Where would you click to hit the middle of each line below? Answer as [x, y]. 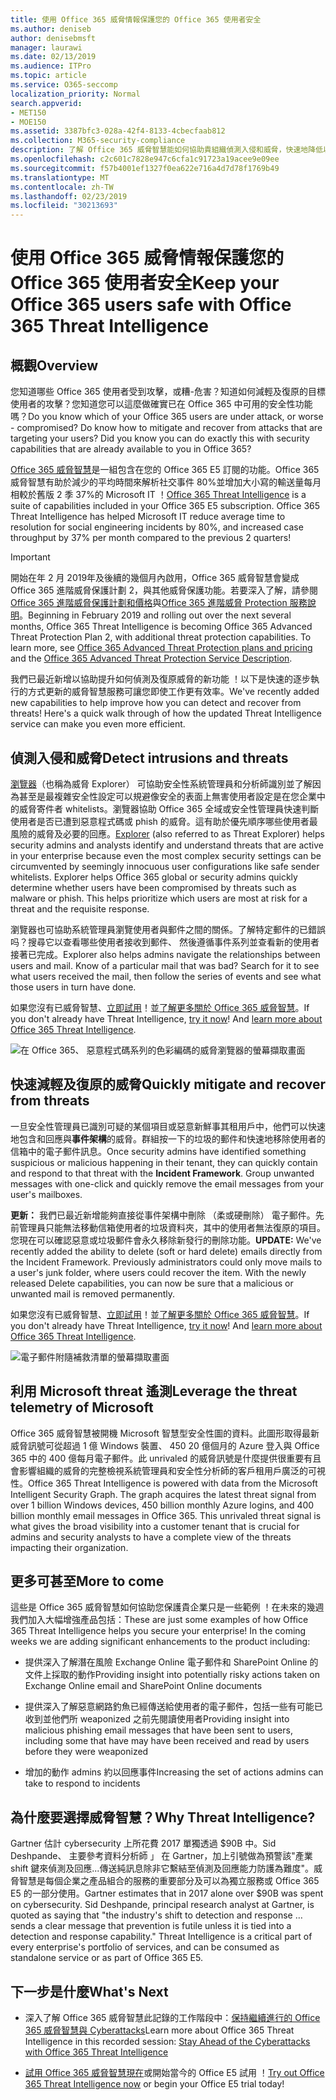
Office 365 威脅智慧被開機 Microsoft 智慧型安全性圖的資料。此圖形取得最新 [165, 1433]
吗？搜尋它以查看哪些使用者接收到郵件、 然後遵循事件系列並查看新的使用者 [165, 942]
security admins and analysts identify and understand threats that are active [167, 845]
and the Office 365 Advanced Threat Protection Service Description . [151, 658]
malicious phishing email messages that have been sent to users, [158, 1730]
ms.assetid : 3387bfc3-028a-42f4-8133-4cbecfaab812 [118, 131]
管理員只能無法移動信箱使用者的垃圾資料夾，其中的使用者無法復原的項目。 [172, 1227]
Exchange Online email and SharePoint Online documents [143, 1686]
